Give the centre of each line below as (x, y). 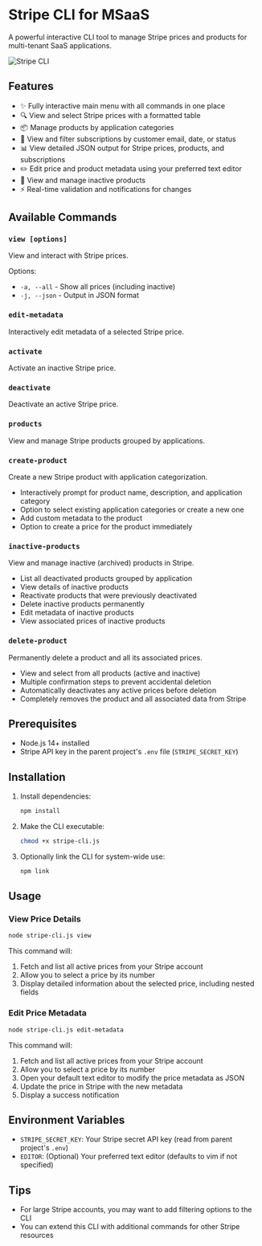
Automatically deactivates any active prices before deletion (118, 690)
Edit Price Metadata (47, 1013)
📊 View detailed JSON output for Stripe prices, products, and (122, 148)
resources (37, 1236)
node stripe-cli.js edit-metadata (66, 1030)
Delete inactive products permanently (82, 604)
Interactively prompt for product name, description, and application (131, 492)
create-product (38, 460)
